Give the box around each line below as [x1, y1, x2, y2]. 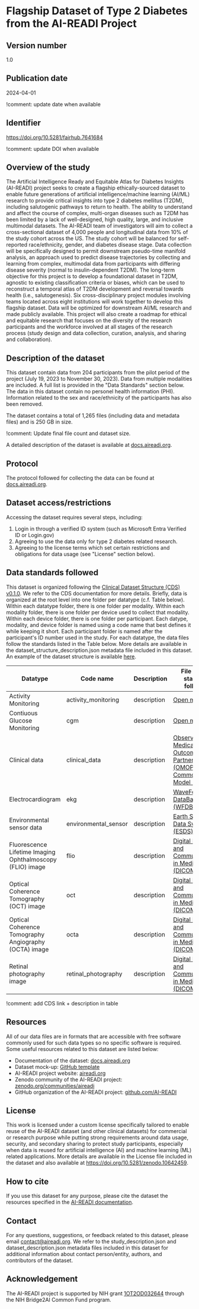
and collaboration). [6, 336, 52, 343]
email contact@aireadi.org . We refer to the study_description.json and [6, 1238, 176, 1245]
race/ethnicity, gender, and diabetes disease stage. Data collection [28, 241, 192, 248]
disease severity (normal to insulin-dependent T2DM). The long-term [6, 266, 175, 274]
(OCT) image [9, 902, 46, 910]
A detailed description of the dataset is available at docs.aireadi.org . [6, 441, 172, 449]
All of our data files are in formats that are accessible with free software [6, 1033, 181, 1040]
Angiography [9, 938, 46, 946]
